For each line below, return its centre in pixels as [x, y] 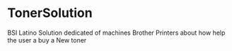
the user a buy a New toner [47, 40]
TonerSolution [50, 13]
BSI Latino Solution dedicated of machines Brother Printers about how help [116, 33]
